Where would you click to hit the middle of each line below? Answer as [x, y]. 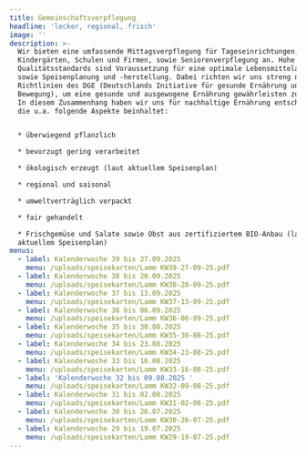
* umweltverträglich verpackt [75, 201]
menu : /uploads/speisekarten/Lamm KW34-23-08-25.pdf [128, 352]
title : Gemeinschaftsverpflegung [73, 18]
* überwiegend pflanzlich [67, 136]
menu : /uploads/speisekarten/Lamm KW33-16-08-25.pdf [128, 370]
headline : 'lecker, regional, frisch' [83, 26]
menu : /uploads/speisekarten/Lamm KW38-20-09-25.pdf [128, 284]
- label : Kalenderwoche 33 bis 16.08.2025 [99, 360]
